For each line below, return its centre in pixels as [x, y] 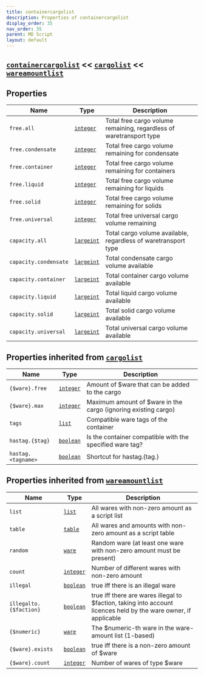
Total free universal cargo [142, 216]
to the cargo [104, 392]
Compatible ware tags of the [127, 420]
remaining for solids [134, 206]
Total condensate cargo [139, 258]
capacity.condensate [39, 262]
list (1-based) [134, 636]
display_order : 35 [29, 23]
